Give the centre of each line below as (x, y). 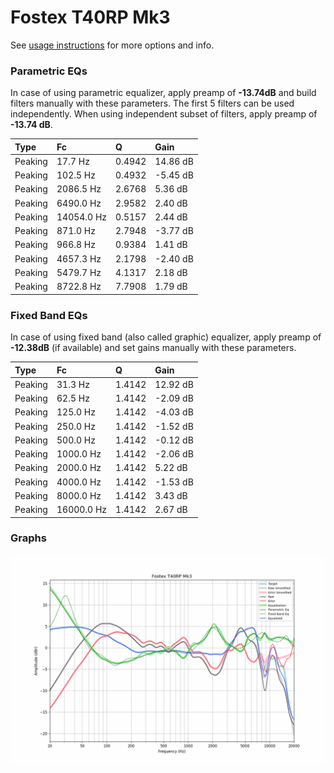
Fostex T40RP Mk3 (90, 17)
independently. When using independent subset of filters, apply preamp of (164, 114)
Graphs (28, 538)
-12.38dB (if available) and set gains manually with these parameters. (153, 348)
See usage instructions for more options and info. (112, 45)
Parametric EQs (49, 71)
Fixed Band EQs (49, 315)
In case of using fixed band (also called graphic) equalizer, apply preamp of (166, 337)
